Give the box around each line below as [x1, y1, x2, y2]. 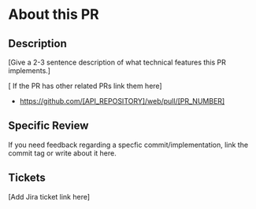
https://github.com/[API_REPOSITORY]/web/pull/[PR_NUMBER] [19, 97, 225, 105]
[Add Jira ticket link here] [8, 192, 91, 201]
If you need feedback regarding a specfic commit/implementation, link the [8, 140, 249, 149]
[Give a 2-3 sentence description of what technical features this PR [8, 57, 227, 67]
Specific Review [8, 119, 89, 133]
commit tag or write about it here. [8, 148, 117, 158]
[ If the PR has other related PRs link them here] [8, 81, 163, 90]
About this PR [8, 5, 100, 24]
